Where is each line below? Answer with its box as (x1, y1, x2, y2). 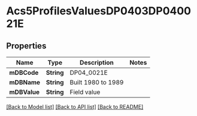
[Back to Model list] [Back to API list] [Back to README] (6, 103, 144, 110)
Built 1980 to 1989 (69, 78, 124, 86)
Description (80, 59, 114, 66)
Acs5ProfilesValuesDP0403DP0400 (6, 4, 192, 18)
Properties (6, 41, 47, 51)
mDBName (9, 78, 41, 86)
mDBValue (9, 88, 40, 96)
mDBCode (9, 69, 39, 77)
